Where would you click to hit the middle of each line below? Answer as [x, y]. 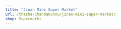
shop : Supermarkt [23, 19]
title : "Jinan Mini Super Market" [42, 10]
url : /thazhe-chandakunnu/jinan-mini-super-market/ [60, 14]
